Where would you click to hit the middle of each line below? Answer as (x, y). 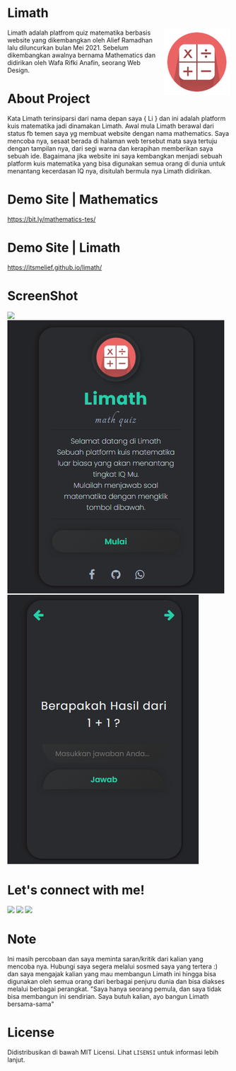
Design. (18, 70)
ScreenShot (43, 296)
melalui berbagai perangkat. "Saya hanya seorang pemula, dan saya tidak (114, 989)
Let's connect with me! (76, 890)
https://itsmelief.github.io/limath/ (55, 267)
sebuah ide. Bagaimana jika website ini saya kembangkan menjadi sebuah (115, 156)
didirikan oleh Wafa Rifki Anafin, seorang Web (74, 62)
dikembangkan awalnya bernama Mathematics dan (82, 55)
